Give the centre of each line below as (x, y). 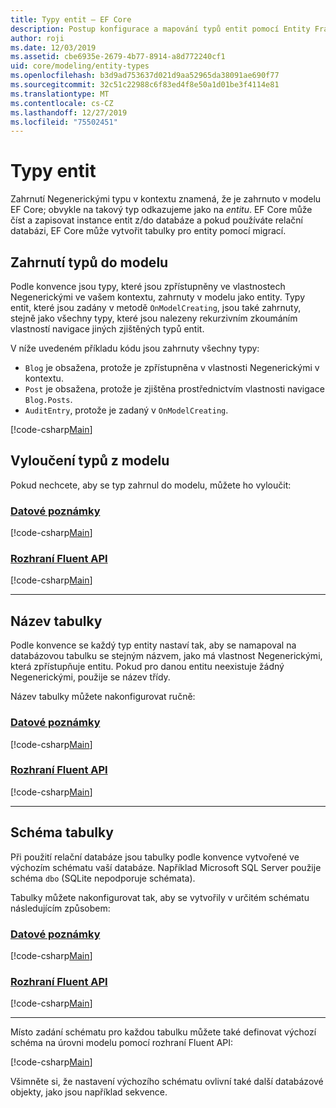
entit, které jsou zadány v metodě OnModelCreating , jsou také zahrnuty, (156, 307)
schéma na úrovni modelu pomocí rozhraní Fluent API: (122, 1043)
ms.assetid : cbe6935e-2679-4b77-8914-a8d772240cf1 (118, 57)
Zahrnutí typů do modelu (89, 262)
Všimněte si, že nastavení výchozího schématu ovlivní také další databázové (167, 1082)
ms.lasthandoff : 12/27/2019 (69, 112)
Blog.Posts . (48, 399)
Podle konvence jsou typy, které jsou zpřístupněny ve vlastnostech (148, 286)
